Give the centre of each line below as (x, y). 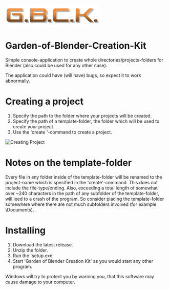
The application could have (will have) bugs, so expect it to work (73, 75)
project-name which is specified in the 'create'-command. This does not (81, 182)
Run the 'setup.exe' (33, 256)
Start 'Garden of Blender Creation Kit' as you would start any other (83, 261)
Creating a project (44, 102)
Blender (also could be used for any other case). (56, 65)
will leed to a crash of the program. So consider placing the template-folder (85, 199)
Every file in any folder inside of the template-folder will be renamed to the (84, 177)
